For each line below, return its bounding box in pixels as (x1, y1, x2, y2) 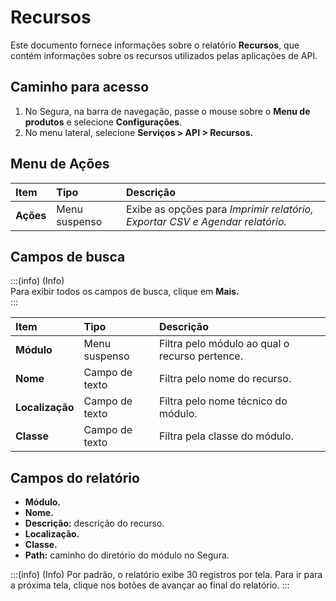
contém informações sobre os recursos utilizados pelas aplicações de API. (10, 49, 318, 61)
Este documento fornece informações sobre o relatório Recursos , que (10, 39, 300, 51)
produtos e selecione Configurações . (24, 116, 183, 128)
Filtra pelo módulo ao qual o (158, 337, 290, 351)
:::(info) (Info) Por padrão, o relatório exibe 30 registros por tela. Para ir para (10, 569, 323, 581)
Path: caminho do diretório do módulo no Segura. (24, 549, 230, 561)
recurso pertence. (158, 349, 243, 363)
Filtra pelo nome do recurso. (158, 372, 292, 386)
